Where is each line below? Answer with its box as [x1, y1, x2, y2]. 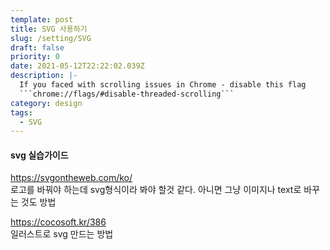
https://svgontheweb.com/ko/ [10, 172, 133, 184]
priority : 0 [10, 52, 60, 62]
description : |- [10, 71, 78, 81]
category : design [10, 98, 83, 108]
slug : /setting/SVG [10, 33, 92, 43]
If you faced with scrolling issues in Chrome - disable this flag [19, 80, 307, 90]
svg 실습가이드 [10, 149, 69, 161]
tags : [10, 107, 33, 118]
